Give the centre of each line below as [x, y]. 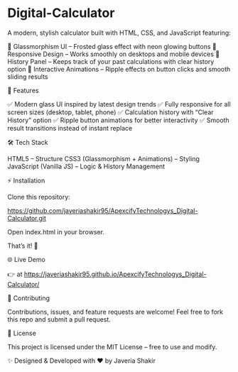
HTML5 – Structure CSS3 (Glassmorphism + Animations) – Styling [104, 158]
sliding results [28, 77]
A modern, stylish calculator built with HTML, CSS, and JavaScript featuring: [119, 33]
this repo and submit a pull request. [59, 319]
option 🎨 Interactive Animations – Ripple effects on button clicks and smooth [119, 69]
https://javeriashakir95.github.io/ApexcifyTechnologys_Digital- [115, 274]
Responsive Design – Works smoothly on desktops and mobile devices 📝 [114, 54]
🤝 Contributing [29, 298]
